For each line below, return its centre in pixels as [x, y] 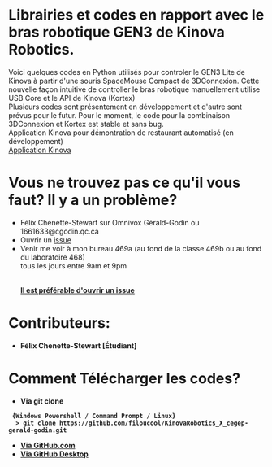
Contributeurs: [60, 323]
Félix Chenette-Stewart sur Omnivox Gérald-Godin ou [110, 222]
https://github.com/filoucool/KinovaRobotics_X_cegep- [154, 423]
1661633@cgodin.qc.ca [59, 231]
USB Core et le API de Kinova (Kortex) [72, 98]
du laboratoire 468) [52, 257]
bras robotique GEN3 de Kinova [117, 32]
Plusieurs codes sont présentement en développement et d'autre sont [125, 107]
